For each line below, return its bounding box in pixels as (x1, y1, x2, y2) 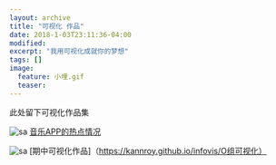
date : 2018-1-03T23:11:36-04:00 (9, 30, 132, 39)
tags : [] (9, 55, 43, 64)
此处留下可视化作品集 (9, 106, 89, 118)
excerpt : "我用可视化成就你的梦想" (9, 47, 129, 56)
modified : (9, 38, 47, 48)
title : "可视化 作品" (9, 22, 84, 31)
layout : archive (9, 13, 71, 23)
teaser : (17, 81, 47, 90)
